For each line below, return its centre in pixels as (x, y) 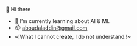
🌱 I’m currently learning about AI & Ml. (62, 21)
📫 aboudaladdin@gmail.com (51, 28)
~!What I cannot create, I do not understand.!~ (73, 37)
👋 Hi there (18, 9)
